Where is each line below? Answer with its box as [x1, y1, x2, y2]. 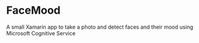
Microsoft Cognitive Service [6, 29, 76, 36]
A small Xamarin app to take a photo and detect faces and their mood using [6, 23, 194, 30]
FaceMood [6, 4, 61, 17]
